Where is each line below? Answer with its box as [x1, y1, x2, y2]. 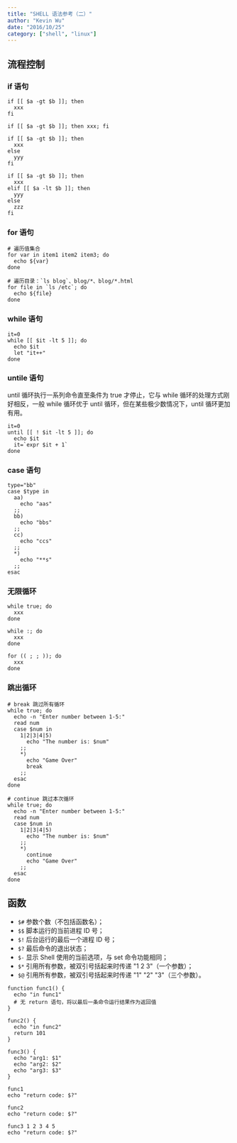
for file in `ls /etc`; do [7, 284, 87, 291]
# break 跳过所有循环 [7, 701, 65, 708]
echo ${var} [13, 258, 50, 265]
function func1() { [7, 985, 65, 992]
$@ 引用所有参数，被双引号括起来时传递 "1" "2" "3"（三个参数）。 [17, 970, 205, 979]
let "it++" [13, 349, 46, 356]
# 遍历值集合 [7, 246, 40, 253]
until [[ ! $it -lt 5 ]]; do [7, 429, 94, 436]
